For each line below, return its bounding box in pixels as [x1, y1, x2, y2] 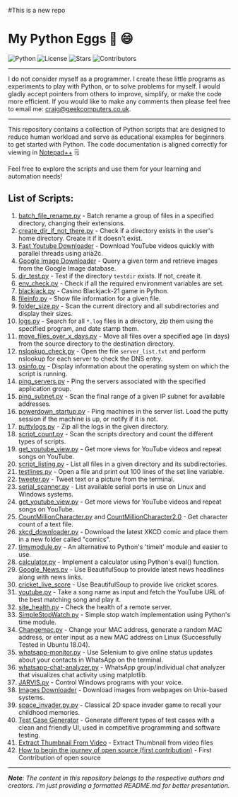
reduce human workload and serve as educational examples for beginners [8, 132, 225, 141]
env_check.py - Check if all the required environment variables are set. [18, 279, 225, 288]
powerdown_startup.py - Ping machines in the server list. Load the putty [18, 407, 229, 415]
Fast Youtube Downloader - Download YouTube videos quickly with [18, 241, 215, 250]
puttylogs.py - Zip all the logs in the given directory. [18, 422, 169, 431]
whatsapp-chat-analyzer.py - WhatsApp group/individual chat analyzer [18, 662, 225, 672]
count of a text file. [18, 520, 73, 528]
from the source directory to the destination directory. [18, 339, 175, 348]
